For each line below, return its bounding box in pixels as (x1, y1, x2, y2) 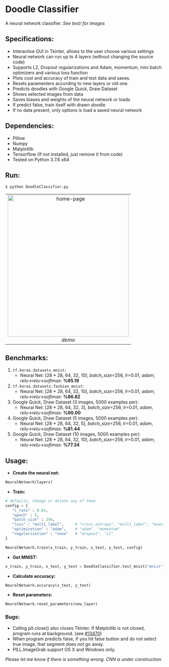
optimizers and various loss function (12, 70, 88, 76)
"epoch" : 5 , (12, 512, 39, 517)
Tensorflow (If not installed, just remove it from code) (12, 151, 123, 157)
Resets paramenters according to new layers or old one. (12, 80, 129, 86)
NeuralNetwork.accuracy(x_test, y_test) (5, 583, 92, 588)
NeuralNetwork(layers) (5, 480, 53, 485)
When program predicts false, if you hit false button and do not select (12, 636, 157, 642)
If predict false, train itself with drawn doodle (12, 102, 106, 108)
